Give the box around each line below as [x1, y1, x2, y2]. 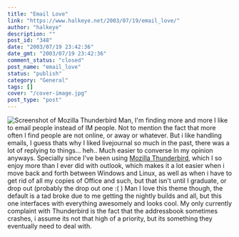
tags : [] [7, 83, 34, 90]
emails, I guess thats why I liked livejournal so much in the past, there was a [7, 139, 230, 147]
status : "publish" [7, 70, 62, 77]
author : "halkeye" [7, 23, 62, 31]
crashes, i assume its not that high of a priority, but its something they [7, 214, 213, 223]
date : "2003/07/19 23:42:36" [7, 43, 94, 51]
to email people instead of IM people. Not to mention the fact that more [7, 124, 216, 132]
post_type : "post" [7, 97, 62, 104]
